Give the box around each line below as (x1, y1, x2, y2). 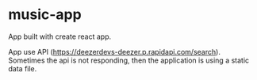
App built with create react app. (8, 32, 112, 41)
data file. (8, 63, 37, 73)
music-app (8, 6, 82, 24)
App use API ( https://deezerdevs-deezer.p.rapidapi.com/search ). (8, 47, 221, 56)
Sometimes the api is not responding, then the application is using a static (8, 55, 250, 65)
